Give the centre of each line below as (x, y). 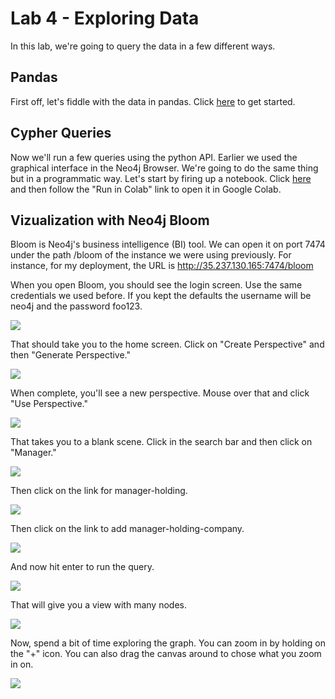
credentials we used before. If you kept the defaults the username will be (161, 296)
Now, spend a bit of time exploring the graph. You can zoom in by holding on (168, 643)
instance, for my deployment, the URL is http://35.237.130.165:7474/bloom (162, 266)
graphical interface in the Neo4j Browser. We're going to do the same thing (164, 168)
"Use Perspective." (49, 404)
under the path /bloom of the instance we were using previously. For (151, 255)
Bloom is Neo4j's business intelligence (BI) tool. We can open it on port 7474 (168, 244)
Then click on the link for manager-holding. (99, 491)
